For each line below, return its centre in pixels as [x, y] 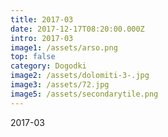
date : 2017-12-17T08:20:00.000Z [77, 29]
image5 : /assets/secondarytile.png [84, 94]
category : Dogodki [48, 66]
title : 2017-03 [42, 19]
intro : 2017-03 [42, 38]
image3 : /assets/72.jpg [60, 85]
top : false [33, 57]
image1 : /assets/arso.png [64, 47]
